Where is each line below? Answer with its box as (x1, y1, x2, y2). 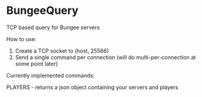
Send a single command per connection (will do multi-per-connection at (15, 53, 196, 61)
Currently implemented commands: (6, 72, 95, 79)
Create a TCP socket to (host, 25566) (15, 47, 110, 55)
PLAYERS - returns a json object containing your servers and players (6, 83, 178, 91)
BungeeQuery (6, 4, 78, 18)
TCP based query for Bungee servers (6, 24, 100, 31)
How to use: (6, 35, 37, 42)
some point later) (15, 60, 58, 67)
